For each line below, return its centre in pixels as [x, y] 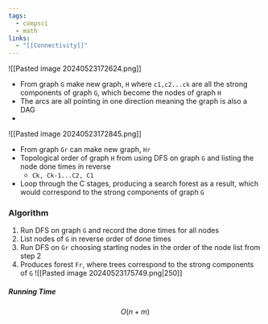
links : [19, 38]
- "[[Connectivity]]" [52, 46]
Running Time [32, 292]
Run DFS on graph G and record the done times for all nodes [120, 231]
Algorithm [29, 213]
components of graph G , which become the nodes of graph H [120, 92]
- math [27, 31]
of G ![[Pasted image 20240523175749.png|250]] [101, 273]
